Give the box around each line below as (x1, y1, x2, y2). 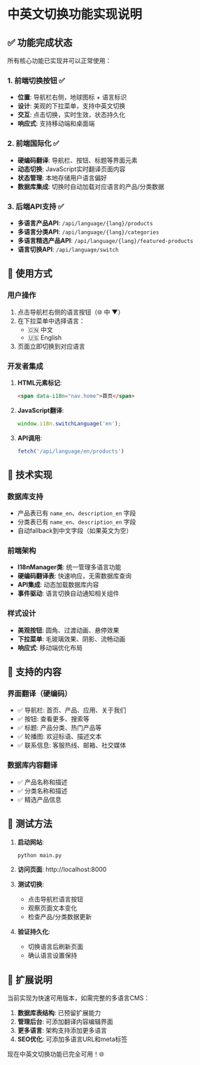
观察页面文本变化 (27, 904, 78, 913)
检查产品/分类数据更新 (27, 913, 92, 921)
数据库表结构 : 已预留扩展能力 (17, 1009, 101, 1017)
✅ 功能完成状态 (7, 37, 73, 48)
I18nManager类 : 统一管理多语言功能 (17, 563, 122, 571)
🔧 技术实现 (7, 468, 52, 481)
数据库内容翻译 (7, 760, 58, 770)
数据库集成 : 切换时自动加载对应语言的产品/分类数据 (17, 182, 164, 190)
